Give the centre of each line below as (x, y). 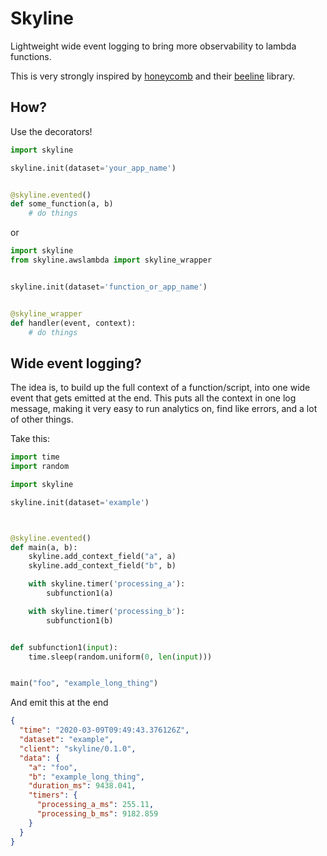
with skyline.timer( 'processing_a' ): (107, 584)
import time (35, 457)
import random (40, 467)
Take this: (30, 439)
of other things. (42, 419)
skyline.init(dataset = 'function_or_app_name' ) (109, 287)
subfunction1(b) (80, 620)
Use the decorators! (51, 131)
